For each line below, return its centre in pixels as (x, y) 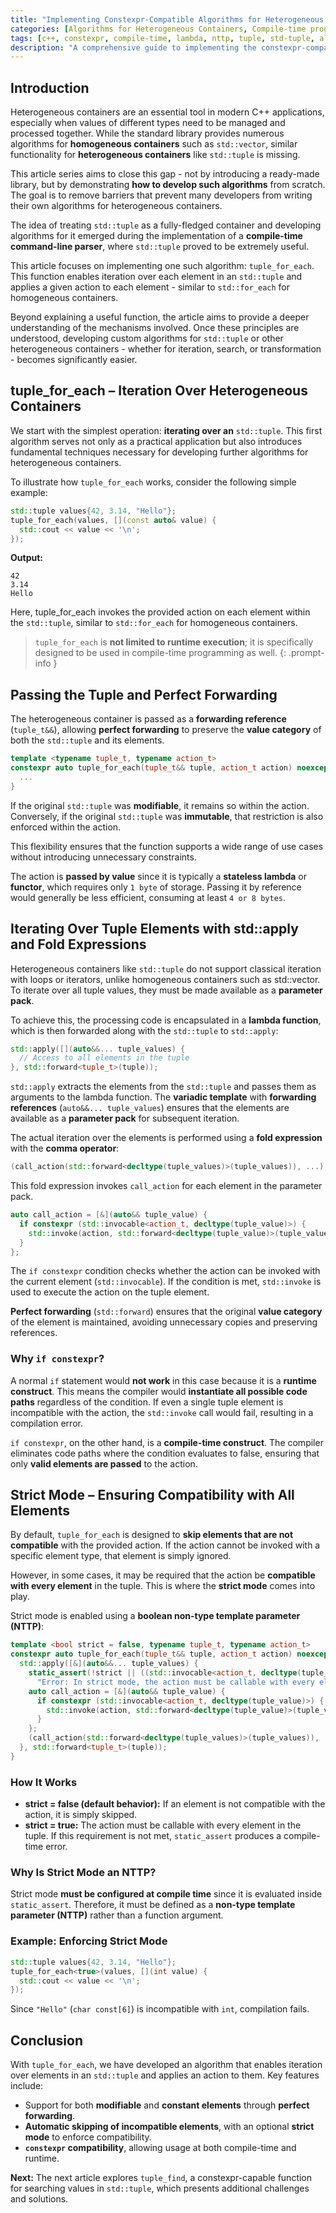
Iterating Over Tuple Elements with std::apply (154, 929)
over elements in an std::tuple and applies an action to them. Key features (165, 2075)
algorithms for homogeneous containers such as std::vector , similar (154, 144)
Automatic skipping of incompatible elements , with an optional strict (169, 2127)
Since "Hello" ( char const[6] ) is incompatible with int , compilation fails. (160, 2009)
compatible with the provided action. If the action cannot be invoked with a (165, 1545)
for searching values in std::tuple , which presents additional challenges (160, 2188)
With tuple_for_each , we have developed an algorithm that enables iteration (166, 2065)
